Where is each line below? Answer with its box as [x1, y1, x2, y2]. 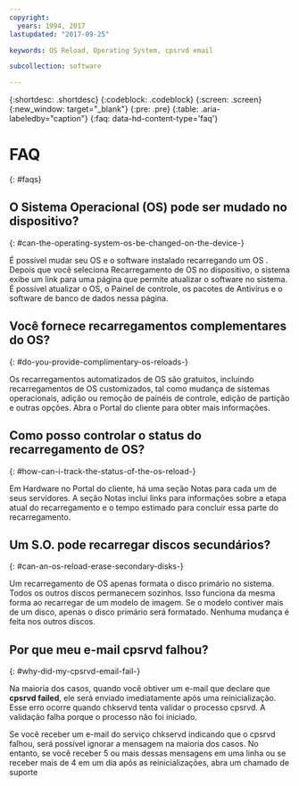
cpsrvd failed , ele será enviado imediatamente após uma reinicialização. [9, 693, 277, 704]
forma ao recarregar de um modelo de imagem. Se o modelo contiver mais [9, 598, 284, 608]
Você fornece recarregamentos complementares [9, 319, 287, 334]
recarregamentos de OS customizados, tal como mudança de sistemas [9, 383, 270, 394]
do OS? [9, 332, 51, 348]
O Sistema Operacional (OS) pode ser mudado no [9, 200, 288, 215]
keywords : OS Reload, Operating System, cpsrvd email [9, 46, 214, 54]
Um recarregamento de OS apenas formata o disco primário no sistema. [9, 578, 275, 589]
